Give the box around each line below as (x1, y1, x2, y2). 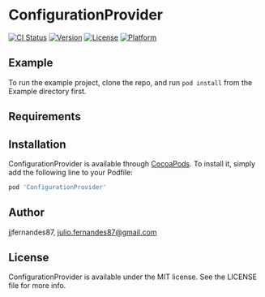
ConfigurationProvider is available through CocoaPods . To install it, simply (8, 158, 256, 168)
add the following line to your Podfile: (8, 167, 134, 177)
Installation (8, 137, 66, 151)
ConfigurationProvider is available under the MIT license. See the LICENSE (8, 272, 258, 282)
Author (8, 205, 45, 220)
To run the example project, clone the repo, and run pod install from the (8, 77, 253, 87)
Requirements (8, 110, 81, 123)
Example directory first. (8, 86, 87, 96)
